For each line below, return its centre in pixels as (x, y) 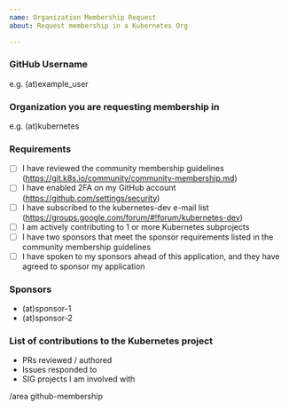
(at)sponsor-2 (47, 318)
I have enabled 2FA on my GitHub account (99, 188)
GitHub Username (49, 65)
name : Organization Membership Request (83, 17)
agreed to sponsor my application (83, 266)
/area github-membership (56, 397)
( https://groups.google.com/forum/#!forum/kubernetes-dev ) (133, 217)
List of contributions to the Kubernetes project (111, 341)
